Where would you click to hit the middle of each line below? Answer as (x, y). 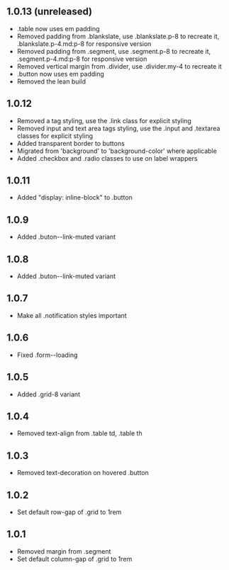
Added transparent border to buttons (71, 143)
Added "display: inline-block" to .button (74, 198)
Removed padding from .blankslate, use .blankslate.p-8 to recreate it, (118, 36)
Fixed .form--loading (47, 355)
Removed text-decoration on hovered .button (83, 473)
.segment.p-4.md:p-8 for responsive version (82, 59)
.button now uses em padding (60, 74)
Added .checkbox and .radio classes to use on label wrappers (107, 158)
